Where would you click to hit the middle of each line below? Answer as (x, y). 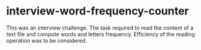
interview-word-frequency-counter (98, 11)
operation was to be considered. (47, 40)
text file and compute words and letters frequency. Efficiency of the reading (101, 34)
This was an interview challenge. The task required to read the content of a (100, 28)
